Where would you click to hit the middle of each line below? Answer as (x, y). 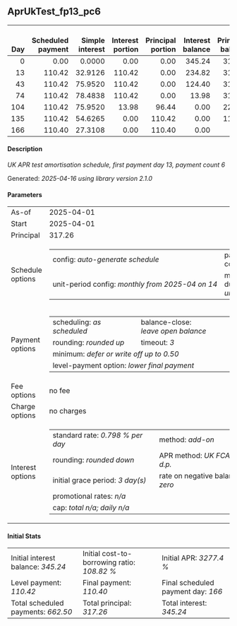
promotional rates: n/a (89, 496)
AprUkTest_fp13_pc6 (54, 12)
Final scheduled (188, 583)
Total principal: (107, 603)
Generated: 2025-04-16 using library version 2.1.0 (80, 179)
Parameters (25, 194)
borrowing (99, 562)
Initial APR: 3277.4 (193, 558)
